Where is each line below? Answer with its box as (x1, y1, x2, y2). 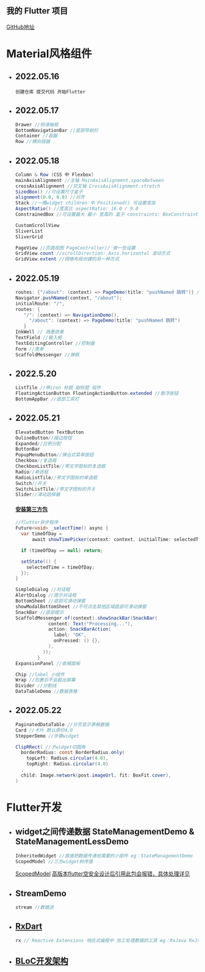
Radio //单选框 (15, 469, 49, 475)
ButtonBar (15, 446, 41, 452)
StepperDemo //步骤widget (15, 733, 79, 739)
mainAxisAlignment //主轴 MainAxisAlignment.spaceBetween (15, 177, 164, 183)
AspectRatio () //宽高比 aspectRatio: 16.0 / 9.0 (15, 206, 138, 212)
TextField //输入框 (15, 335, 62, 341)
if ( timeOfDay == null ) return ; (21, 547, 103, 554)
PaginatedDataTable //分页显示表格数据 (15, 721, 110, 728)
